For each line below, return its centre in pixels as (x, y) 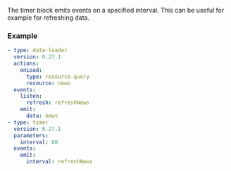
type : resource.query (58, 77)
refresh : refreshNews (58, 103)
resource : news (48, 83)
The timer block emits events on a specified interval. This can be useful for (116, 10)
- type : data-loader (38, 51)
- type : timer (28, 122)
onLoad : (31, 70)
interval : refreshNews (59, 162)
